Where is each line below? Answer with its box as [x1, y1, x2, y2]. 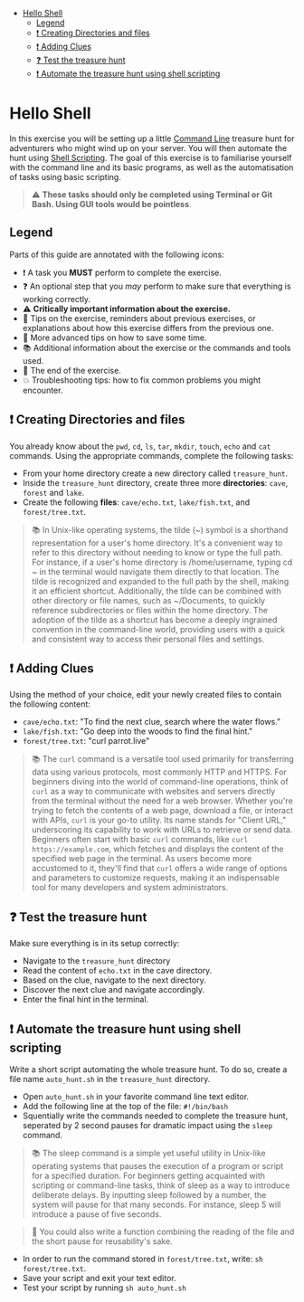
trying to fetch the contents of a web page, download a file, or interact [31, 805, 294, 816]
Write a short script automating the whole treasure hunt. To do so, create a [9, 1064, 288, 1075]
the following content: [9, 699, 90, 709]
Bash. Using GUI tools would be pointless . [31, 198, 192, 209]
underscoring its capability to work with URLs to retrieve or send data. [31, 824, 293, 835]
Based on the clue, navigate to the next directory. [22, 974, 206, 985]
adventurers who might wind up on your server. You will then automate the [9, 142, 288, 153]
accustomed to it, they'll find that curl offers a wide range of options [31, 863, 288, 874]
